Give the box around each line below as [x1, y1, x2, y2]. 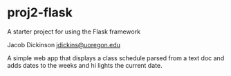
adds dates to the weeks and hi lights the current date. [7, 61, 163, 69]
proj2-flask [7, 5, 73, 21]
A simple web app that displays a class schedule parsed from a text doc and [7, 53, 225, 62]
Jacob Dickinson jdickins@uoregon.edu [7, 40, 121, 49]
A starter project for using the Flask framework [7, 27, 140, 36]
